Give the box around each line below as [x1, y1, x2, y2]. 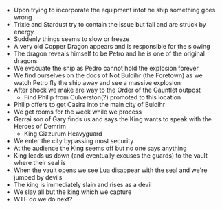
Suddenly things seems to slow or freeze [13, 35, 130, 43]
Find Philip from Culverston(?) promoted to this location [23, 93, 181, 101]
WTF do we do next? [13, 195, 73, 203]
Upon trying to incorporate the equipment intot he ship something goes [13, 6, 216, 14]
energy [13, 27, 34, 36]
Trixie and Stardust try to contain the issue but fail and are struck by [13, 21, 206, 28]
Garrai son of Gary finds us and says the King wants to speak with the [13, 115, 212, 123]
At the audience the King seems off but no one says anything [13, 144, 187, 152]
